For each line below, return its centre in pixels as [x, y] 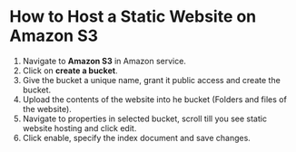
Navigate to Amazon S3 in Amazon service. [104, 61]
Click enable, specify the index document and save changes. [137, 138]
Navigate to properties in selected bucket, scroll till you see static [145, 119]
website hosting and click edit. [79, 128]
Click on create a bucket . [70, 71]
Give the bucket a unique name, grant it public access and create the [152, 80]
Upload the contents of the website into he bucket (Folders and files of [155, 99]
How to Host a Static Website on [133, 17]
